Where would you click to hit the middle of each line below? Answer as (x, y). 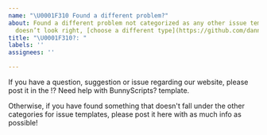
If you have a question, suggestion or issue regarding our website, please (128, 82)
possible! (23, 123)
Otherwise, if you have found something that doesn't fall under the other (126, 106)
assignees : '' (32, 52)
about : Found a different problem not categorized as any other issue (128, 23)
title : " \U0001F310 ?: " (48, 38)
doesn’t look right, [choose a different (85, 30)
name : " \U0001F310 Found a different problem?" (89, 15)
